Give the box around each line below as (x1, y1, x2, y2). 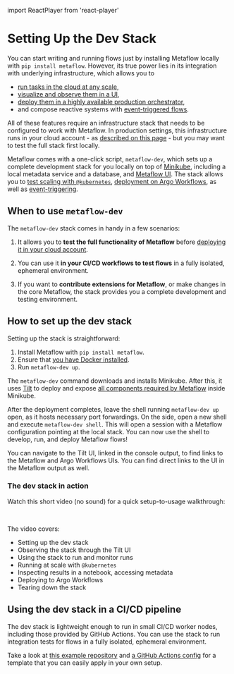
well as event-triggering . (7, 185, 79, 193)
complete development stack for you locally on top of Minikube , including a (7, 162, 226, 171)
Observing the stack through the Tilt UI (17, 546, 131, 554)
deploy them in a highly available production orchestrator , (17, 97, 185, 106)
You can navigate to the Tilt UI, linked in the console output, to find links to (7, 448, 223, 457)
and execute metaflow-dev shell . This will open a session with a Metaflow (7, 419, 223, 429)
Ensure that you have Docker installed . (17, 355, 130, 364)
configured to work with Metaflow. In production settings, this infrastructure (7, 126, 228, 135)
